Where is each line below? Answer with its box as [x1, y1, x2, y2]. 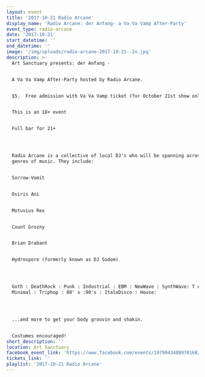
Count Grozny [12, 224, 45, 230]
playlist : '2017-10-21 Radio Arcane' [6, 361, 103, 367]
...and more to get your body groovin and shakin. [12, 316, 143, 323]
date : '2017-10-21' [6, 32, 56, 38]
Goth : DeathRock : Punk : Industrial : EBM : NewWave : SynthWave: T [12, 284, 195, 290]
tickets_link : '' [6, 356, 51, 362]
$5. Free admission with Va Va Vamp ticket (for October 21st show [12, 93, 190, 99]
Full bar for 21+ [12, 126, 56, 132]
